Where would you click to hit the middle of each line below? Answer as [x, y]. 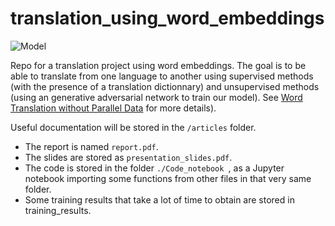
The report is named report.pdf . [91, 146]
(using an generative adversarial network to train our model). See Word [156, 97]
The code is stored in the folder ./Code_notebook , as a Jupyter [154, 168]
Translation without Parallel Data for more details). [113, 108]
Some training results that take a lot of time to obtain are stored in [159, 199]
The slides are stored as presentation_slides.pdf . [128, 157]
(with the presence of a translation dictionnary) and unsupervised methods [165, 86]
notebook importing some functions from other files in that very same [168, 178]
